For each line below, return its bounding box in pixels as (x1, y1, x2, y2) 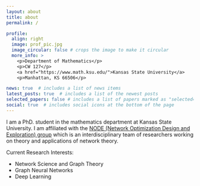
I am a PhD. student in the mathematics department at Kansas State (6, 118, 172, 125)
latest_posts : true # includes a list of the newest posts (6, 91, 159, 97)
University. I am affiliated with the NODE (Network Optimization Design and (6, 124, 190, 131)
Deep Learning (14, 173, 52, 180)
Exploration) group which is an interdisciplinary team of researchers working (6, 131, 194, 138)
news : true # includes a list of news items (6, 86, 121, 92)
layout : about (6, 8, 42, 15)
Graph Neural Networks (14, 166, 73, 174)
